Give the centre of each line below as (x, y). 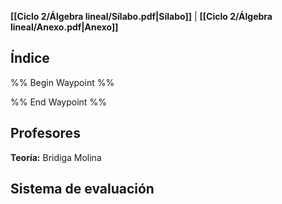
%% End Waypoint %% (58, 102)
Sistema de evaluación (82, 189)
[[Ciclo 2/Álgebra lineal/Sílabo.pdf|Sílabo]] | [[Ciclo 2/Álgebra (141, 16)
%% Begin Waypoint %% (62, 82)
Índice (30, 58)
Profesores (45, 133)
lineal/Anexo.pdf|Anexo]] (64, 27)
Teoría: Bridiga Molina (56, 157)
